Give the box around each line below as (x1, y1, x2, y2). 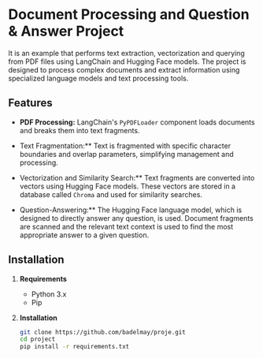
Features (8, 96, 53, 110)
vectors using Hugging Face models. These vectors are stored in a (19, 181, 236, 191)
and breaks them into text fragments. (19, 125, 140, 135)
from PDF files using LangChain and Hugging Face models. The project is (8, 57, 246, 66)
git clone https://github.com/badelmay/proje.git (19, 328, 187, 336)
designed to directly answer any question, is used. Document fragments (19, 213, 254, 222)
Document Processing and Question (8, 6, 250, 24)
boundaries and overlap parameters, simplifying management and (19, 149, 234, 158)
